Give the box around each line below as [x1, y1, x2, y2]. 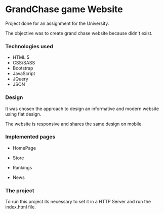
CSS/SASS [12, 60, 35, 66]
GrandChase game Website [5, 4, 123, 15]
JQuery [12, 76, 29, 82]
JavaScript [12, 70, 35, 77]
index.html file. [5, 204, 36, 210]
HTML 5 [12, 54, 30, 60]
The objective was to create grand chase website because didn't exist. [5, 30, 153, 36]
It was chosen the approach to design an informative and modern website [5, 105, 159, 112]
